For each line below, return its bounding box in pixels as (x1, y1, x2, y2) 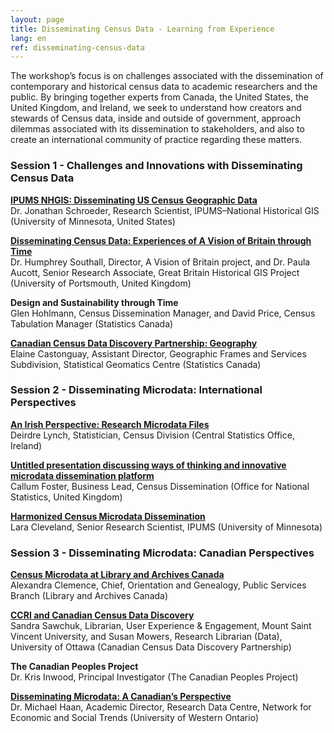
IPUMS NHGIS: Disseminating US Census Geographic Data (10, 194, 258, 206)
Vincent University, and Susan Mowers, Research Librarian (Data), (10, 631, 283, 643)
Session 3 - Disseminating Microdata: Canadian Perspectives (10, 546, 315, 560)
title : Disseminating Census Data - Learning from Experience (10, 24, 275, 34)
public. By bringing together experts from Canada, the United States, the (10, 91, 309, 103)
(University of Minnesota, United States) (10, 215, 176, 227)
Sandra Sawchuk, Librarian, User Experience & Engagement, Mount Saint (10, 620, 312, 632)
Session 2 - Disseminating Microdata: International (10, 383, 263, 397)
